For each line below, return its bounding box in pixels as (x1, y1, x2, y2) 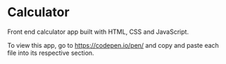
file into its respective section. (7, 49, 94, 57)
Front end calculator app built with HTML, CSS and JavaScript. (7, 27, 189, 36)
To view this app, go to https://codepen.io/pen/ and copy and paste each (7, 41, 220, 49)
